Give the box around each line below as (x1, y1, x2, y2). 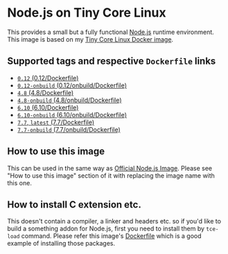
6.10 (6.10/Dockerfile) (17, 103, 79, 112)
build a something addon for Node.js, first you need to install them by (7, 224, 205, 233)
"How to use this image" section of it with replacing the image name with (7, 171, 215, 180)
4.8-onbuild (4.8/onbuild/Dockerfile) (17, 96, 123, 104)
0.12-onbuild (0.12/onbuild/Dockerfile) (17, 81, 127, 90)
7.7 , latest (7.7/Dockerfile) (17, 118, 95, 126)
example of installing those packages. (7, 239, 116, 248)
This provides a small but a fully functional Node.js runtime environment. (7, 28, 215, 36)
